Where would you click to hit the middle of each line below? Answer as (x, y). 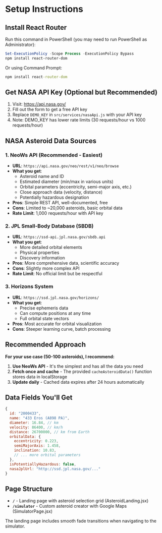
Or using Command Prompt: (34, 67)
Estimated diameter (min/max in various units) (67, 181)
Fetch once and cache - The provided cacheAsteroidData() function (82, 371)
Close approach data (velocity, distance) (61, 192)
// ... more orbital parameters (47, 455)
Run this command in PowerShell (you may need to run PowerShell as (76, 39)
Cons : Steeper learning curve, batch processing (61, 329)
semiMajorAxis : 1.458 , (37, 446)
